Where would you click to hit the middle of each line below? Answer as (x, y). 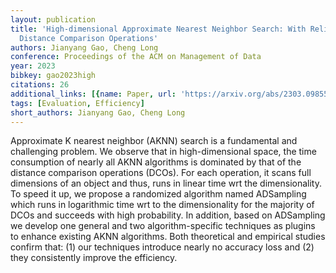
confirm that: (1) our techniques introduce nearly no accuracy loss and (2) (162, 247)
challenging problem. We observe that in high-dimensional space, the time (163, 152)
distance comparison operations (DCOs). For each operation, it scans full (161, 173)
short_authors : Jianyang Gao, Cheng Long (98, 112)
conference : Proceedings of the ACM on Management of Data (136, 57)
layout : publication (53, 19)
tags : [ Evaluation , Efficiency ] (77, 103)
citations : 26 (40, 85)
